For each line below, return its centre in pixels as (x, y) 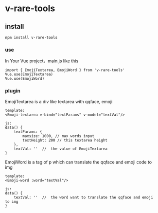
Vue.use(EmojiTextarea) (29, 74)
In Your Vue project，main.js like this (42, 61)
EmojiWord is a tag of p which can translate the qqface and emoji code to (79, 162)
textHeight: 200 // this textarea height (65, 140)
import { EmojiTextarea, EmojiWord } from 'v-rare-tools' (65, 70)
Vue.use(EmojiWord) (25, 79)
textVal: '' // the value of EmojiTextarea (61, 149)
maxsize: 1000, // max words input (59, 136)
